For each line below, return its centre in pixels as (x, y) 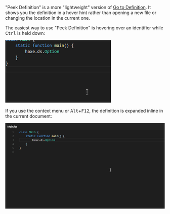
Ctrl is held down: (25, 33)
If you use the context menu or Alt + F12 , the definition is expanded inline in (84, 111)
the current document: (29, 116)
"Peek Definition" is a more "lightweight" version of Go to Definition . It (78, 7)
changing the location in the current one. (48, 18)
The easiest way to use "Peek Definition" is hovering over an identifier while (84, 28)
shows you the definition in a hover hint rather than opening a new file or (81, 13)
